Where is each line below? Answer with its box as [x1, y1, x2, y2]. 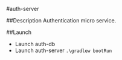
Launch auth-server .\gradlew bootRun [14, 47, 112, 54]
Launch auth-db [14, 41, 56, 47]
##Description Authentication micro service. [6, 17, 117, 24]
